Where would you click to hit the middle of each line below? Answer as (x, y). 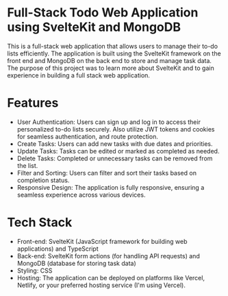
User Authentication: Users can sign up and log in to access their (109, 122)
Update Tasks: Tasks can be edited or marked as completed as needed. (118, 151)
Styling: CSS (35, 270)
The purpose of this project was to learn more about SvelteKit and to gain (111, 68)
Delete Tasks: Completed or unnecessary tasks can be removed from (115, 158)
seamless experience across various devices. (81, 195)
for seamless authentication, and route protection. (88, 136)
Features (33, 103)
